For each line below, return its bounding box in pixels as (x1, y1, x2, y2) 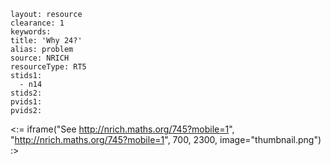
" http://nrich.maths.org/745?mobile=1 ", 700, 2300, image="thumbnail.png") (10, 134, 322, 145)
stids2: (10, 88, 43, 98)
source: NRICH (10, 53, 70, 63)
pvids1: (10, 97, 43, 107)
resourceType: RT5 (10, 62, 87, 72)
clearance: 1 (10, 18, 65, 28)
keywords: (10, 27, 52, 37)
